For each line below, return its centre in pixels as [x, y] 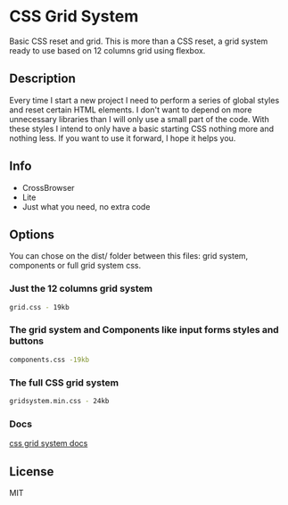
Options [32, 234]
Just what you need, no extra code [86, 206]
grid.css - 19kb [39, 307]
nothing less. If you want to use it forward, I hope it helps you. [123, 138]
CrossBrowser [48, 187]
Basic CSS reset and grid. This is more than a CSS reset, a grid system [139, 41]
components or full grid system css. [75, 266]
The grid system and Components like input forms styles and [144, 330]
